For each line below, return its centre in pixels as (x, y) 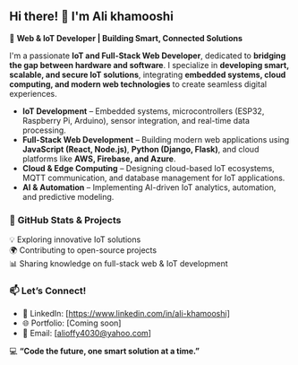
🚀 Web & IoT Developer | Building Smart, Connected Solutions (126, 38)
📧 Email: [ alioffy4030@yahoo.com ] (87, 334)
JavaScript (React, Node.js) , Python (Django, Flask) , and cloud (140, 149)
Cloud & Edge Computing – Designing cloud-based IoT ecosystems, (148, 168)
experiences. (34, 93)
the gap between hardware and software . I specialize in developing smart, (149, 65)
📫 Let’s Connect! (48, 291)
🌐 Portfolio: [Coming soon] (72, 323)
